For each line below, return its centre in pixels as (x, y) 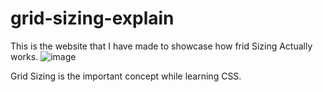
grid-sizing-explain (92, 18)
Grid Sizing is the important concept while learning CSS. (126, 76)
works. (24, 56)
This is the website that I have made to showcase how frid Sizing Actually (161, 46)
